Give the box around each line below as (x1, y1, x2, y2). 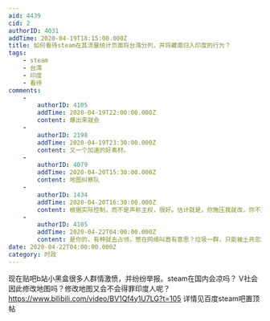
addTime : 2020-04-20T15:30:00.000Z (37, 169, 157, 177)
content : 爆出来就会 (37, 116, 100, 124)
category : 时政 (8, 250, 57, 258)
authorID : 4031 (8, 26, 59, 35)
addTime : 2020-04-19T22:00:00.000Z (37, 109, 157, 117)
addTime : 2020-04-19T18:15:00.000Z (8, 34, 128, 43)
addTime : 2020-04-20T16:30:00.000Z (37, 198, 157, 206)
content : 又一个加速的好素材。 (37, 146, 130, 154)
